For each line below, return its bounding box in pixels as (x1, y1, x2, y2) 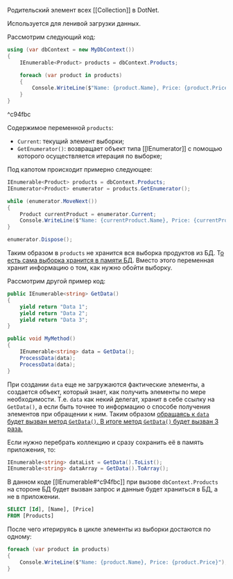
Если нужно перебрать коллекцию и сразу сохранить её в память (7, 438, 204, 446)
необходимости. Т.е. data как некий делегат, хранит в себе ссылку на (7, 395, 215, 403)
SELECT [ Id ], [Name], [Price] (7, 506, 95, 513)
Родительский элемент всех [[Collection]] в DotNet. (7, 6, 159, 14)
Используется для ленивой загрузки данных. (7, 19, 141, 27)
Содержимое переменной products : (7, 124, 114, 131)
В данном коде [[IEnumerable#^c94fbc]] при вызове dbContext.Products (7, 478, 218, 486)
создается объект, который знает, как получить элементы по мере (7, 387, 206, 395)
